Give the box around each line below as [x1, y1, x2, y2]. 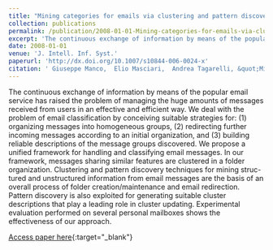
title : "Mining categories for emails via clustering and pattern [8, 11, 238, 20]
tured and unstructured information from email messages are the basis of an [8, 173, 264, 183]
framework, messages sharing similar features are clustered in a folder [8, 156, 245, 166]
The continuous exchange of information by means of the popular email [8, 87, 249, 97]
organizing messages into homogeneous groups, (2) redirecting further [8, 121, 247, 131]
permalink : [8, 27, 45, 35]
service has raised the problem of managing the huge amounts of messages [8, 95, 264, 106]
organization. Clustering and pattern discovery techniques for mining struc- [8, 164, 262, 175]
